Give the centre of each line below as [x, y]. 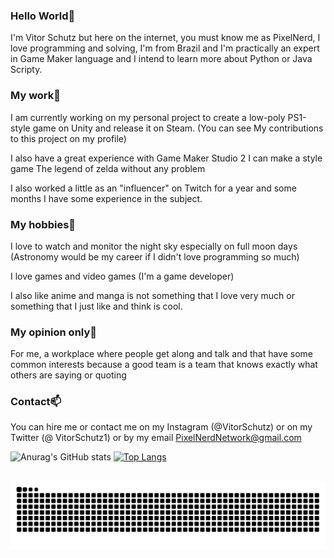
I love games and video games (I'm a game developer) [122, 276]
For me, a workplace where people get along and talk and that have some [162, 354]
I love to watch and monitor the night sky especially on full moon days [154, 246]
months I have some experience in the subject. [106, 198]
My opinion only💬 [54, 332]
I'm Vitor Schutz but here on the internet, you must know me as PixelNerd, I [165, 38]
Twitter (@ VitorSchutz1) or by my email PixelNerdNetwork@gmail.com [156, 438]
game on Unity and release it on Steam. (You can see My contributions [178, 128]
